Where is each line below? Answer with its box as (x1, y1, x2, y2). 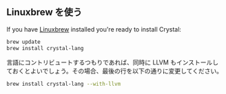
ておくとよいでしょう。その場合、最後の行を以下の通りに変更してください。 (6, 67, 223, 75)
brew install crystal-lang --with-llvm (6, 80, 121, 87)
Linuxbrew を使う (6, 6, 83, 19)
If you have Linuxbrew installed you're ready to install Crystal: (6, 25, 182, 33)
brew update (6, 38, 41, 45)
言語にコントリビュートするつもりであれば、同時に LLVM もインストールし (6, 58, 219, 67)
